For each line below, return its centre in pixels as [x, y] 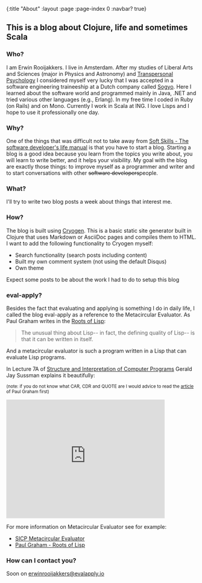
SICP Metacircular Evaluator [50, 538]
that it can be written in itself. [57, 339]
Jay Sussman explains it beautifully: [51, 375]
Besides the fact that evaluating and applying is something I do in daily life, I [100, 308]
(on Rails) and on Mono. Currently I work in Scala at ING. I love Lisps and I [98, 106]
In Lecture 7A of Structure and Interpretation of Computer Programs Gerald [99, 369]
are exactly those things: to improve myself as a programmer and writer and [100, 166]
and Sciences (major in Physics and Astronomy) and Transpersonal [90, 74]
